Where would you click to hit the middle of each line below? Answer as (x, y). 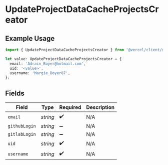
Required (70, 107)
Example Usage (30, 38)
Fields (15, 93)
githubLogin (22, 126)
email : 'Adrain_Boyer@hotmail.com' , (48, 64)
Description (100, 107)
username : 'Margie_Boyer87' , (40, 73)
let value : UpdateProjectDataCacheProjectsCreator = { (63, 59)
